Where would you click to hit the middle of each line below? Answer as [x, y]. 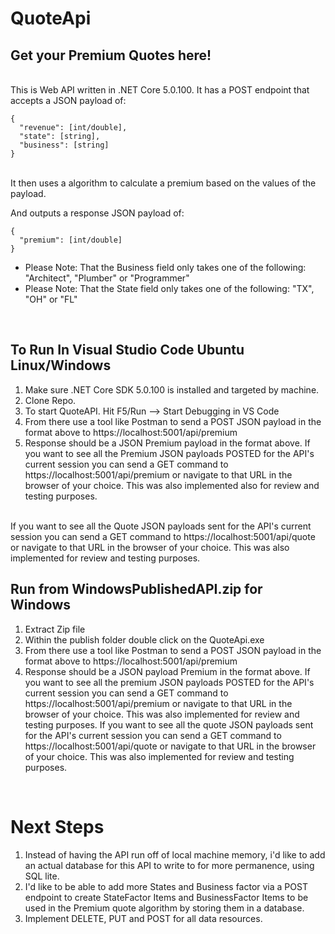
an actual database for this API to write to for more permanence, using [169, 865]
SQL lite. [42, 876]
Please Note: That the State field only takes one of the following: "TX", [169, 288]
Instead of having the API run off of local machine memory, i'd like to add [175, 854]
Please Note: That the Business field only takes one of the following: [165, 267]
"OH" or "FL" [51, 299]
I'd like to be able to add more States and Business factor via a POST [166, 886]
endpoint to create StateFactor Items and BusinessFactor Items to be [166, 897]
